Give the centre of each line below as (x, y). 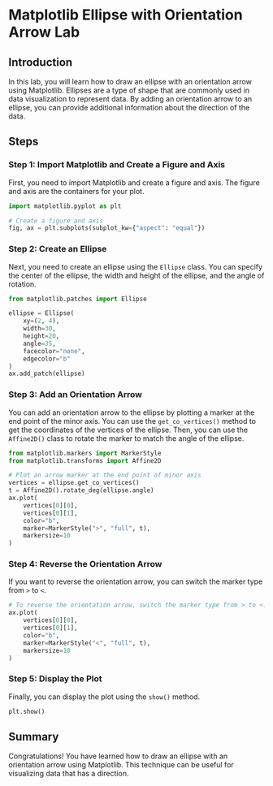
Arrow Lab (44, 32)
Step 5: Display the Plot (55, 679)
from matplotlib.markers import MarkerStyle (85, 453)
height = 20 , (41, 336)
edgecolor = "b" (47, 359)
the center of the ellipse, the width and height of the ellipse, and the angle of (136, 275)
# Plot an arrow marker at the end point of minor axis (105, 475)
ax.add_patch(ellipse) (47, 374)
